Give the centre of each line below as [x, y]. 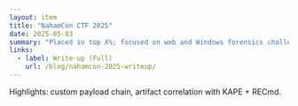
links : [21, 50]
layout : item [33, 17]
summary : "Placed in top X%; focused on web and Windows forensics [137, 42]
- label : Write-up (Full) [65, 58]
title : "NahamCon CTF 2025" [61, 26]
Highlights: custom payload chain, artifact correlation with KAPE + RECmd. [145, 91]
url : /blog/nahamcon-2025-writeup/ [91, 67]
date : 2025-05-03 [41, 34]
